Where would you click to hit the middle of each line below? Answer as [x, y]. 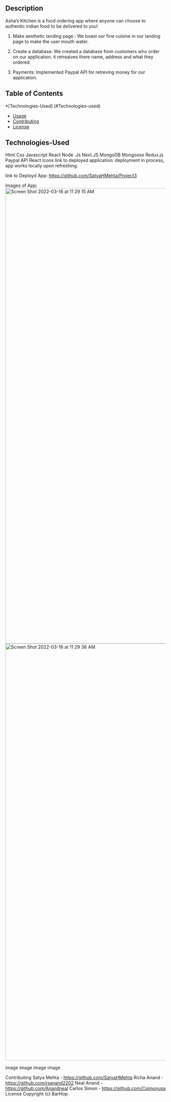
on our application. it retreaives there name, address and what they [83, 57]
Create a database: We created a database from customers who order [86, 51]
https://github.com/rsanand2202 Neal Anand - [54, 1083]
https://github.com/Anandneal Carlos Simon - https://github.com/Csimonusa [85, 1088]
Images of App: [21, 185]
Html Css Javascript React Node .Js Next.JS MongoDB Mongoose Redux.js [84, 155]
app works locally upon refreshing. [42, 166]
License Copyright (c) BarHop [36, 1094]
